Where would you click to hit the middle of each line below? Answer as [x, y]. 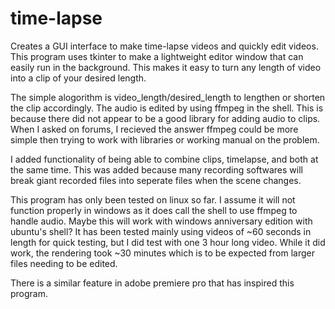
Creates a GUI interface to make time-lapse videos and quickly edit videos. [164, 46]
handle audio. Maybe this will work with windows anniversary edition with [161, 221]
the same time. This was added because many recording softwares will [156, 169]
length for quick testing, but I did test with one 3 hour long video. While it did [168, 242]
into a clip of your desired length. [78, 78]
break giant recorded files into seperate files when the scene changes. [156, 180]
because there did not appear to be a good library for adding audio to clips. [165, 118]
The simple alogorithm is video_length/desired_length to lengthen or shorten [168, 97]
